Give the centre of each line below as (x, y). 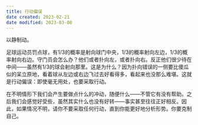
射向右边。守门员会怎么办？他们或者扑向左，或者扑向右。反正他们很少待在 (101, 60)
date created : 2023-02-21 (38, 17)
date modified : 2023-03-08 (39, 22)
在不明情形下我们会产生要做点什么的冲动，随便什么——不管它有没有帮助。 (96, 94)
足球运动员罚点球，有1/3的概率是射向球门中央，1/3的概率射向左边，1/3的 (94, 52)
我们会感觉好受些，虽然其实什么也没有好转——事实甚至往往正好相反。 (96, 102)
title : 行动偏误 (24, 11)
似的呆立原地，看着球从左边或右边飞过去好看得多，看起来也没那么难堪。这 (96, 75)
